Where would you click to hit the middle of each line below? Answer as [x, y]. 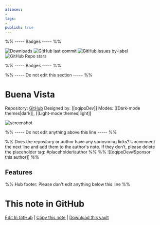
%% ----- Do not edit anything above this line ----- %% [61, 132]
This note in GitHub [45, 204]
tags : [10, 19]
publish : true [19, 28]
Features [19, 173]
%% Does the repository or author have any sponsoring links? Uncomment [80, 142]
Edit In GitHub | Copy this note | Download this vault [57, 217]
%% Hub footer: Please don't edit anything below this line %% [68, 184]
